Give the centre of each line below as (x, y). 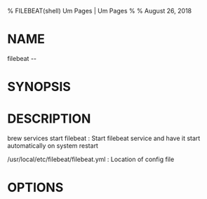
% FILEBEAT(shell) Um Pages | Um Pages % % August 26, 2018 (99, 11)
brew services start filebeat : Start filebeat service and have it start (104, 138)
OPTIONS (35, 187)
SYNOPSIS (39, 87)
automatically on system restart (53, 146)
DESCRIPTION (49, 119)
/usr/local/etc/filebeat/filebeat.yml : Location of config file (91, 159)
